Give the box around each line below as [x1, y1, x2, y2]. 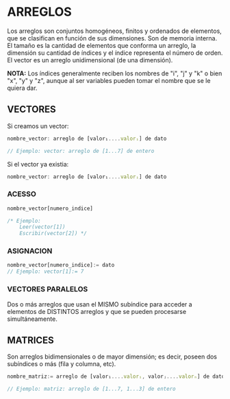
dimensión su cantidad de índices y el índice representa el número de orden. [7, 49, 223, 57]
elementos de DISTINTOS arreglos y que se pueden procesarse [7, 307, 187, 315]
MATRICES [7, 334, 55, 346]
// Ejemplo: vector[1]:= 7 [7, 268, 84, 275]
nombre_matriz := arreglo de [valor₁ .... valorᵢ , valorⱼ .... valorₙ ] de [7, 373, 210, 380]
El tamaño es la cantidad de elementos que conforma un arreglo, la [7, 41, 196, 49]
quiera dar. [7, 84, 38, 92]
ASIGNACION [7, 246, 53, 256]
